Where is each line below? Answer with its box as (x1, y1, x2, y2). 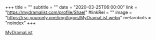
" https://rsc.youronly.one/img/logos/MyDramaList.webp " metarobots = (5, 15, 151, 20)
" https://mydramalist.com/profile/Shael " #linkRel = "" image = (5, 9, 132, 15)
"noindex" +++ (5, 20, 36, 26)
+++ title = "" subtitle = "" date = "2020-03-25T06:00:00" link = (5, 4, 137, 10)
